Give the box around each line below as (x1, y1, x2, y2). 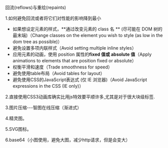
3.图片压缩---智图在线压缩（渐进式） (5, 104, 82, 110)
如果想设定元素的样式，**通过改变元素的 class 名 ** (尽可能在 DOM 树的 (12, 26, 163, 32)
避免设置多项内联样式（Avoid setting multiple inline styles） (12, 45, 137, 51)
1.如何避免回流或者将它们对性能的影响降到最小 (5, 15, 101, 21)
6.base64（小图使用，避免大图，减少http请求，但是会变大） (5, 137, 131, 143)
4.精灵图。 (5, 116, 27, 121)
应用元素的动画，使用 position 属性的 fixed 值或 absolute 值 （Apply (12, 51, 152, 57)
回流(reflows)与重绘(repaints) (5, 5, 67, 10)
